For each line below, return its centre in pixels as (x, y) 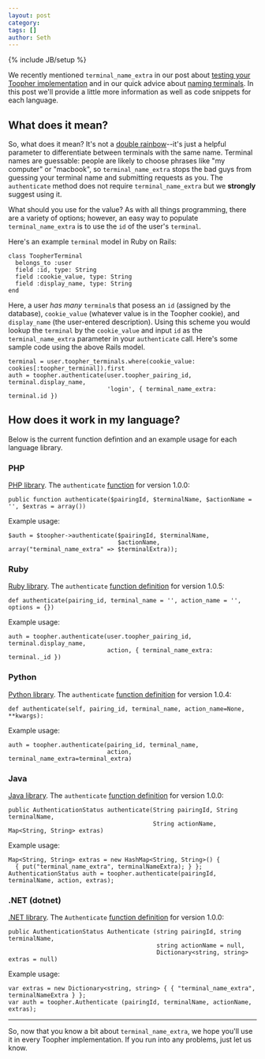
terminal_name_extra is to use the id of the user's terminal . (105, 226)
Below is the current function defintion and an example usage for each (123, 439)
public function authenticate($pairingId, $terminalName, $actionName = (130, 500)
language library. (35, 447)
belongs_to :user (44, 263)
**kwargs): (26, 716)
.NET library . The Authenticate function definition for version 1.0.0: (116, 917)
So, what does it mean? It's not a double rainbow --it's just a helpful (117, 144)
